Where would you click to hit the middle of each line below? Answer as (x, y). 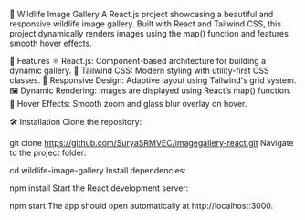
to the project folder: (48, 152)
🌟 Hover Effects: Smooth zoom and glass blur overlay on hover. (128, 104)
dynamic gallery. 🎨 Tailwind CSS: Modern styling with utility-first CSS (139, 70)
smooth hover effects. (51, 43)
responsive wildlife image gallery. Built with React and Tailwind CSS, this (145, 24)
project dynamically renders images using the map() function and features (149, 33)
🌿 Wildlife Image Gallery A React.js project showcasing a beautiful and (142, 14)
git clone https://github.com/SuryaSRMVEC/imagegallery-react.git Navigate (152, 143)
